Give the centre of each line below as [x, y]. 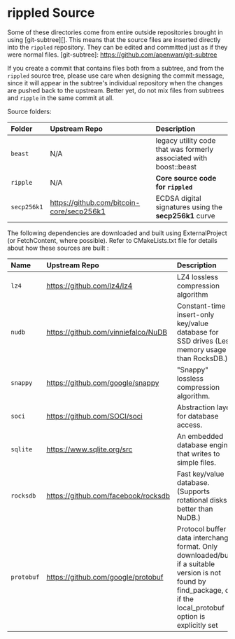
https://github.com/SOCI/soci [95, 416]
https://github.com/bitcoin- [95, 202]
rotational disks [202, 500]
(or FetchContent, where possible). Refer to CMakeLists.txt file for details [113, 240]
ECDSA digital [178, 198]
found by [191, 581]
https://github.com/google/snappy [103, 383]
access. [190, 425]
